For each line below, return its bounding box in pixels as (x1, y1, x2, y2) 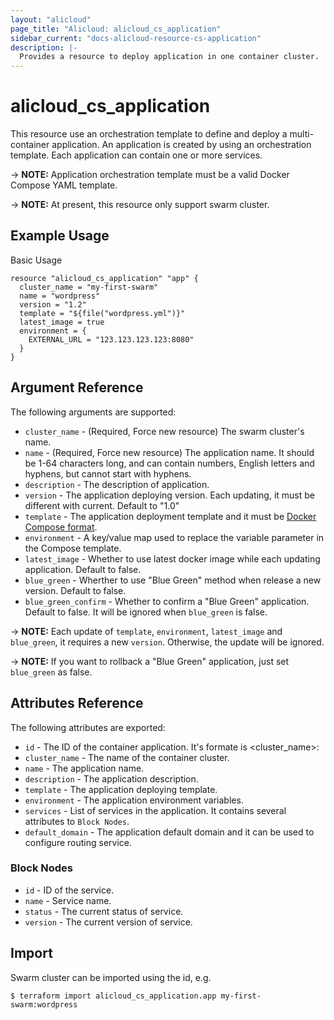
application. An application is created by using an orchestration (51, 139, 312, 151)
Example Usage (10, 227, 110, 245)
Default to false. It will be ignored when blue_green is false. (24, 606, 268, 618)
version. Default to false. (24, 584, 127, 596)
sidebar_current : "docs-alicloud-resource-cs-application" (10, 33, 262, 43)
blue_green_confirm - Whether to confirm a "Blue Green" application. (24, 595, 310, 607)
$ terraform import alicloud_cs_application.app (10, 991, 217, 1001)
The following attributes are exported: (10, 721, 166, 733)
